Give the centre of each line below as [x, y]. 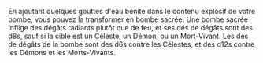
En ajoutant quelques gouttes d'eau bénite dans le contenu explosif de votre [132, 11]
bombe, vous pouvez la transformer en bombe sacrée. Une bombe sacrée [128, 19]
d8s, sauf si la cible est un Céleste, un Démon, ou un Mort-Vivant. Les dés [128, 36]
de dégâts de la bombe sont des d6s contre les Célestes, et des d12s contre [131, 44]
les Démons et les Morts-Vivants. [62, 52]
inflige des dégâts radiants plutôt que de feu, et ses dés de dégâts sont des [131, 28]
